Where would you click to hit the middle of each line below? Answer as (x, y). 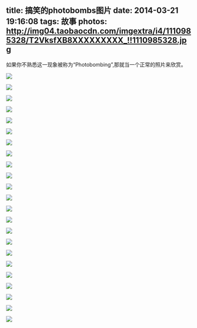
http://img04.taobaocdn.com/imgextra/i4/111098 (98, 31)
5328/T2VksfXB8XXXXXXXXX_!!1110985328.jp (96, 40)
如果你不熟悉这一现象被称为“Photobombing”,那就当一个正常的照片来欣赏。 (96, 64)
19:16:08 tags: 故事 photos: (57, 21)
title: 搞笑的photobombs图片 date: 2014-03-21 (92, 11)
